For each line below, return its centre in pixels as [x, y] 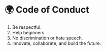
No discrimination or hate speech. [47, 38]
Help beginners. [29, 32]
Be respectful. [27, 27]
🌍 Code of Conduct [47, 10]
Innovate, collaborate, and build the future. [57, 43]
